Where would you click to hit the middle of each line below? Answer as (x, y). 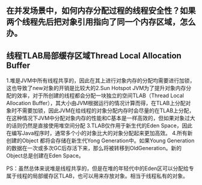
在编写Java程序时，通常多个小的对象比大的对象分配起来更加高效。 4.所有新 (99, 133)
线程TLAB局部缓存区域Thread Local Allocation (94, 56)
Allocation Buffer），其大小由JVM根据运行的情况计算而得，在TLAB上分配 (96, 103)
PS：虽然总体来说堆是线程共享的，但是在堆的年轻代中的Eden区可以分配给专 (100, 168)
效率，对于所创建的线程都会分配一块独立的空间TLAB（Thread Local (100, 96)
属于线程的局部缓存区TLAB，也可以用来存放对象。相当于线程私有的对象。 (97, 176)
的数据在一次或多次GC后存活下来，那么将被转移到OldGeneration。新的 (94, 148)
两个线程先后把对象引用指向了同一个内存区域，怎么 (101, 22)
